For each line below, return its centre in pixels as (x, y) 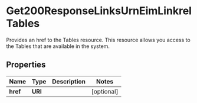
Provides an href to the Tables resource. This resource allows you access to (98, 40)
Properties (26, 65)
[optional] (105, 91)
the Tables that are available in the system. (58, 46)
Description (69, 81)
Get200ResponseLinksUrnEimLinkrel (99, 11)
